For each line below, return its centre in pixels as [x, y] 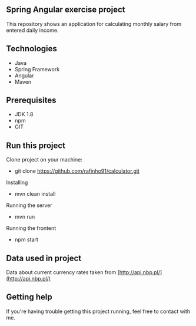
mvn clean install [35, 194]
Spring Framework [37, 69]
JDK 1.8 [24, 114]
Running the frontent [31, 228]
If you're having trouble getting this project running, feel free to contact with [98, 311]
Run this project [36, 145]
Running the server [29, 205]
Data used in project [44, 258]
